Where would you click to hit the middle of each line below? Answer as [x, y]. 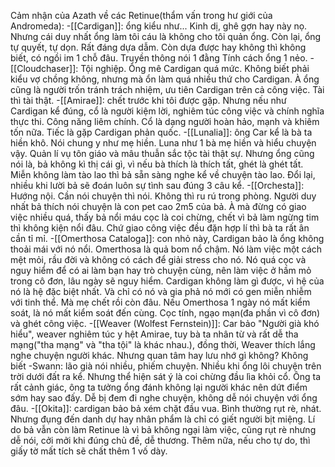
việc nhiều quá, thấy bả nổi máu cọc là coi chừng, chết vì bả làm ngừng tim [165, 217]
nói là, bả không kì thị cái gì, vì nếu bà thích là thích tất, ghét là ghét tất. [157, 164]
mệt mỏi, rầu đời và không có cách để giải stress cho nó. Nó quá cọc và [158, 259]
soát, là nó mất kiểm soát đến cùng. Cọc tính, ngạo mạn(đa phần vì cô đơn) [165, 313]
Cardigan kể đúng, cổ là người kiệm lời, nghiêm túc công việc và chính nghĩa [167, 111]
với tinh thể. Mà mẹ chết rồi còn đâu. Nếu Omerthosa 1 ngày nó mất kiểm [160, 302]
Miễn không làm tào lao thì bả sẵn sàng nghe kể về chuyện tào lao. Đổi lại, [163, 174]
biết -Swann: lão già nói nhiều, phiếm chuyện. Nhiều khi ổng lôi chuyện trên [166, 366]
